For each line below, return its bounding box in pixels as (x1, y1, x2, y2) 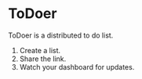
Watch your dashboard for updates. (19, 62, 135, 71)
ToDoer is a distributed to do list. (8, 31, 114, 40)
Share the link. (19, 54, 67, 63)
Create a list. (19, 45, 61, 55)
